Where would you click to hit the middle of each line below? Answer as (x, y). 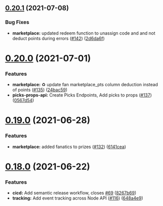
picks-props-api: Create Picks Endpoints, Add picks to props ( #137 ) (82, 95)
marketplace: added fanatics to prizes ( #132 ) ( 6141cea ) (69, 147)
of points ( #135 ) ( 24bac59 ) (40, 90)
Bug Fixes (17, 22)
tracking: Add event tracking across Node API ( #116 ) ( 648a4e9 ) (78, 198)
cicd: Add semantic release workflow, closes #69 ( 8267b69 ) (74, 193)
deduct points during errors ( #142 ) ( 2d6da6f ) (58, 38)
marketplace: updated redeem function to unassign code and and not (84, 33)
